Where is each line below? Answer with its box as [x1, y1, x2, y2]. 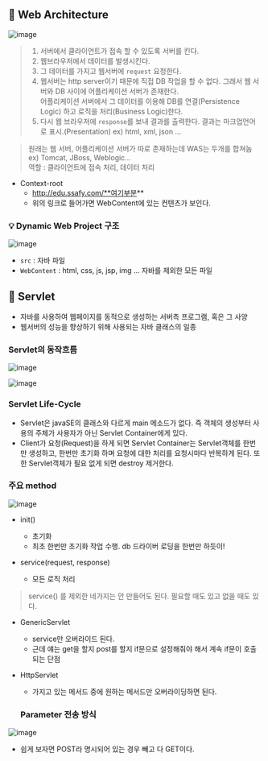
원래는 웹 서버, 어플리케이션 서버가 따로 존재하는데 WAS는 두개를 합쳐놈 [27, 143, 253, 153]
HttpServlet [19, 670, 59, 680]
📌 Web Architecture [8, 8, 109, 22]
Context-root [19, 178, 64, 188]
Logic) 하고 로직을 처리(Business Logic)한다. [39, 106, 183, 116]
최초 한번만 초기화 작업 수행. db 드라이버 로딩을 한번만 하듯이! [31, 541, 225, 551]
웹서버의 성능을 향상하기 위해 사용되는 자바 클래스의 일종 [19, 321, 197, 331]
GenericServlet [19, 617, 71, 627]
